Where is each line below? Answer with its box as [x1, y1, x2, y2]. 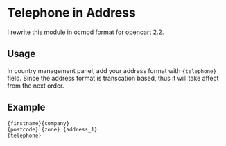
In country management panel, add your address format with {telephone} [7, 66, 217, 74]
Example [7, 102, 46, 113]
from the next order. [7, 81, 64, 90]
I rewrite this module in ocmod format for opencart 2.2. [7, 28, 164, 36]
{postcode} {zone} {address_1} [7, 126, 98, 133]
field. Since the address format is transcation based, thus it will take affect [7, 74, 219, 82]
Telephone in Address [7, 5, 137, 21]
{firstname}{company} [7, 120, 70, 127]
